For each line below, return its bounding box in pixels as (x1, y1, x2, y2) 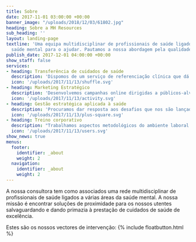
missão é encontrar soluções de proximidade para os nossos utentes (6, 200, 172, 207)
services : (6, 63, 30, 69)
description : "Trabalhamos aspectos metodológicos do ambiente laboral (11, 123, 190, 129)
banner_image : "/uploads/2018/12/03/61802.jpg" (6, 19, 124, 25)
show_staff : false (6, 57, 51, 63)
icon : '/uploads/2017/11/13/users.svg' (11, 128, 108, 134)
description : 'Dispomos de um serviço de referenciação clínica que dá (11, 74, 190, 79)
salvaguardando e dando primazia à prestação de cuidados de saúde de (6, 206, 180, 213)
